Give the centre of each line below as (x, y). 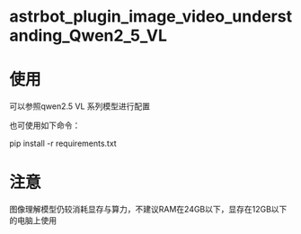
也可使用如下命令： (45, 126)
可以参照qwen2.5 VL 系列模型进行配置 (80, 106)
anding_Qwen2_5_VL (89, 36)
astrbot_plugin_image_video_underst (151, 17)
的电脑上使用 (33, 220)
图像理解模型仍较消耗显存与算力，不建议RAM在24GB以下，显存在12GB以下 (148, 210)
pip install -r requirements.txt (63, 144)
